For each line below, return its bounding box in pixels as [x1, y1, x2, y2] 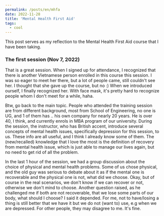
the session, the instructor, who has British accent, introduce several [5, 123, 143, 130]
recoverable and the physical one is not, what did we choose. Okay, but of [5, 174, 155, 180]
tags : [5, 21, 16, 26]
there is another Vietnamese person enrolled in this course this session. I [5, 72, 152, 78]
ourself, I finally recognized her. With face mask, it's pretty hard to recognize [5, 88, 160, 94]
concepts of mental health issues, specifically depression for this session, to [5, 129, 160, 134]
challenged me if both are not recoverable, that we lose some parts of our [5, 190, 154, 196]
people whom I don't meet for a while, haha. [5, 93, 94, 99]
